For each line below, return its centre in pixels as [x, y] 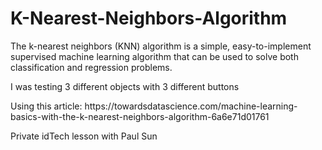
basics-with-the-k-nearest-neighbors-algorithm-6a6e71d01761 [140, 116]
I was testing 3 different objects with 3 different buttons [125, 86]
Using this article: [46, 106]
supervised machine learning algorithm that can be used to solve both [154, 56]
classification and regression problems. [91, 67]
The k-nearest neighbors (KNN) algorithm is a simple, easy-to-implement [161, 46]
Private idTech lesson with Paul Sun [84, 136]
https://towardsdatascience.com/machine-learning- [191, 106]
